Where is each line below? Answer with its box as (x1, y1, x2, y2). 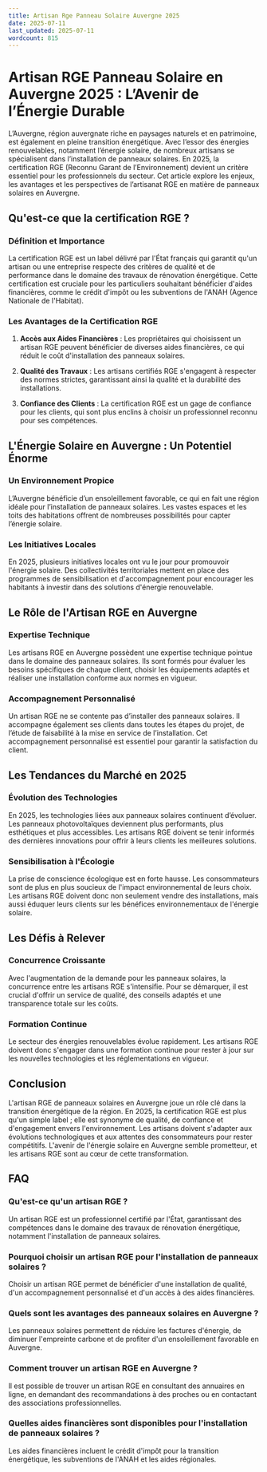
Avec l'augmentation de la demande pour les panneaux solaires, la (8, 973, 226, 982)
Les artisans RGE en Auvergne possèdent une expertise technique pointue (8, 648, 253, 657)
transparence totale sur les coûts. (8, 998, 119, 1008)
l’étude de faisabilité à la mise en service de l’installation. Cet (8, 728, 208, 738)
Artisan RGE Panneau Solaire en (8, 69, 223, 86)
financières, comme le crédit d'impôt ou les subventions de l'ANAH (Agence (8, 287, 257, 296)
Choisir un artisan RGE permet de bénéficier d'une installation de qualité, (8, 1279, 247, 1288)
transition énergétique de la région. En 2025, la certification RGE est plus (8, 1106, 247, 1116)
